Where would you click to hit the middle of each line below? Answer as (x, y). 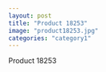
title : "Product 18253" (48, 23)
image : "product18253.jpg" (53, 30)
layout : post (30, 16)
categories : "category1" (50, 38)
